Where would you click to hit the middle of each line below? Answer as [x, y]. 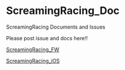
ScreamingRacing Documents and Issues [56, 27]
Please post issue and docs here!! [47, 38]
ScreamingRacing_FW [33, 49]
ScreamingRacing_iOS [33, 61]
